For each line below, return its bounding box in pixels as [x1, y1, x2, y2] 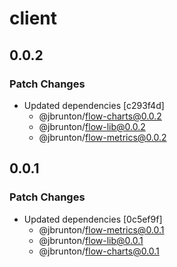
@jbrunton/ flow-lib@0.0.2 [38, 120, 146, 132]
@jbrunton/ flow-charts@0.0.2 [38, 110, 162, 122]
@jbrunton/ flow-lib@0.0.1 [38, 234, 144, 246]
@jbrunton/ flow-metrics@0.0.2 [38, 131, 167, 143]
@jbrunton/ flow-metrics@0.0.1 [38, 223, 165, 236]
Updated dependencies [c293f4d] [23, 99, 165, 111]
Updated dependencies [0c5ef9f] [23, 213, 163, 225]
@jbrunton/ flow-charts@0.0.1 [38, 245, 160, 257]
